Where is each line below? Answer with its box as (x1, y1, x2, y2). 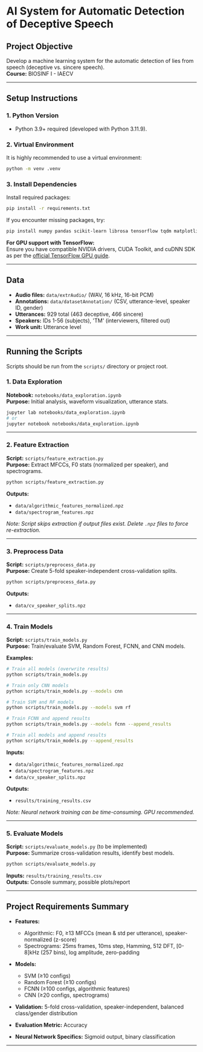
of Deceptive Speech (6, 17, 114, 31)
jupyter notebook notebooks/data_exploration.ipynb (6, 420, 139, 427)
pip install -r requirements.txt (6, 206, 91, 212)
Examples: (6, 655, 33, 662)
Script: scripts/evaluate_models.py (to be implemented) (6, 843, 147, 851)
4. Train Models (6, 622, 53, 630)
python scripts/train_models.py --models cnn (6, 688, 123, 694)
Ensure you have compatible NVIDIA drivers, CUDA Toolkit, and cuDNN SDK (6, 245, 195, 252)
